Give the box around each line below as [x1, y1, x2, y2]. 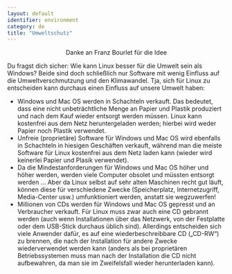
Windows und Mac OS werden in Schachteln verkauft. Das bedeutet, [17, 98, 213, 106]
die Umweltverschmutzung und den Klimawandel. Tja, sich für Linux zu [7, 77, 211, 85]
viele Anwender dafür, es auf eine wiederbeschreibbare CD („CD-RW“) [17, 230, 220, 238]
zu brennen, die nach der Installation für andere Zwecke [17, 237, 178, 246]
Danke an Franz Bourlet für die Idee [65, 48, 168, 57]
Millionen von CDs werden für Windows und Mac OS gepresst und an [17, 200, 216, 208]
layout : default [7, 10, 54, 17]
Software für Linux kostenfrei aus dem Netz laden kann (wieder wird [17, 149, 213, 157]
